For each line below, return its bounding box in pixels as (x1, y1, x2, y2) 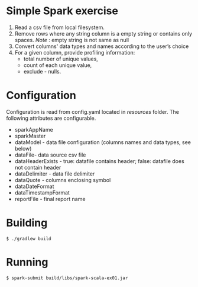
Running (6, 256, 48, 269)
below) (14, 145, 32, 152)
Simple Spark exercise (6, 4, 118, 18)
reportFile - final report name (14, 195, 86, 202)
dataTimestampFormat (14, 189, 70, 196)
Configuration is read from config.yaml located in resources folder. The (6, 108, 179, 115)
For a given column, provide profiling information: (14, 49, 135, 56)
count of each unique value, (23, 61, 92, 69)
